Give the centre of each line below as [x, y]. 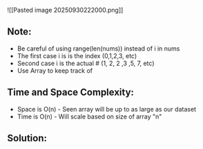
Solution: [27, 138]
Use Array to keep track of [55, 70]
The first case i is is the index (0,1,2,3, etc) [77, 55]
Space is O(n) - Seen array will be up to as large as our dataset [107, 109]
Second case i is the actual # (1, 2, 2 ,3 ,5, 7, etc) [86, 63]
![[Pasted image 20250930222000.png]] [65, 10]
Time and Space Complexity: [71, 93]
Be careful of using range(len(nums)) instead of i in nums [98, 49]
